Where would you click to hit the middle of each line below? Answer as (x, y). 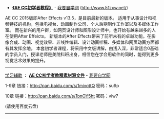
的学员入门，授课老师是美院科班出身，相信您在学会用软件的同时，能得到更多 (82, 54)
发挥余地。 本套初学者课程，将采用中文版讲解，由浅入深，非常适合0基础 (86, 48)
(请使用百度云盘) (22, 106)
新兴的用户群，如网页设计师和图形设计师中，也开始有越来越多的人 (90, 30)
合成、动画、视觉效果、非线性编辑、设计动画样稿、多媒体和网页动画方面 (82, 42)
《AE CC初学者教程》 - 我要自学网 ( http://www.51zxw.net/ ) (70, 8)
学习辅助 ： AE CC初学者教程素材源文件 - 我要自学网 (58, 75)
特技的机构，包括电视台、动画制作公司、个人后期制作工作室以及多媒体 (80, 24)
